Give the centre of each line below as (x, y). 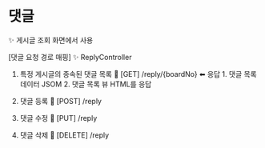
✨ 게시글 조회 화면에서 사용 (51, 40)
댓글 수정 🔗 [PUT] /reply (58, 118)
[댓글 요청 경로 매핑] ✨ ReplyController (70, 57)
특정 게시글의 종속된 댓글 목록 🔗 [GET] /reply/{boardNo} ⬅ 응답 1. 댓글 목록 (139, 74)
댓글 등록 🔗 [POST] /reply (61, 101)
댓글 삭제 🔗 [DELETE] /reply (64, 135)
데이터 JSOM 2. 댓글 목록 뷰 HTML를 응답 (86, 84)
